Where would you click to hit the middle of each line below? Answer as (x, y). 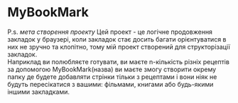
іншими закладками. (38, 92)
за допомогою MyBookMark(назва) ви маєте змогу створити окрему (112, 69)
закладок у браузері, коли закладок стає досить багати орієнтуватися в (117, 39)
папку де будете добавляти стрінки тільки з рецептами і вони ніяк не (112, 77)
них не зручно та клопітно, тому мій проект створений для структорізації (119, 47)
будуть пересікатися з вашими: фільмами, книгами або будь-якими (110, 84)
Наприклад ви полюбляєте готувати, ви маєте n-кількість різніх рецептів (118, 61)
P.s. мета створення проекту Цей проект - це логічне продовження (110, 32)
